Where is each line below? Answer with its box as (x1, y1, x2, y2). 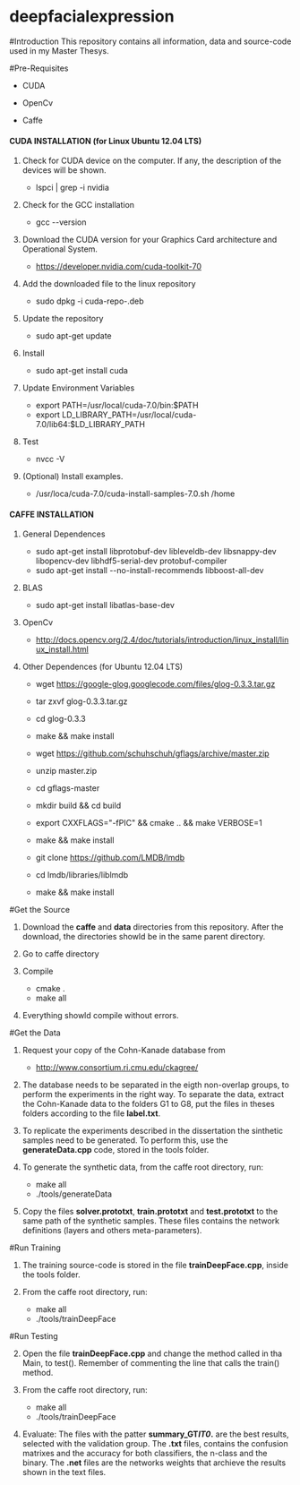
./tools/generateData (35, 1189, 113, 1199)
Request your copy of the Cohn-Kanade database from (21, 1045, 226, 1056)
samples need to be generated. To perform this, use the (21, 1135, 228, 1146)
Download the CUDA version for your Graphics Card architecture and (21, 235, 278, 245)
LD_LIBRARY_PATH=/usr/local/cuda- (62, 409, 197, 420)
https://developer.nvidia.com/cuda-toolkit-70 (35, 262, 201, 272)
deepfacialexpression (9, 6, 175, 27)
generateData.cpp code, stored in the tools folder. (21, 1145, 210, 1155)
